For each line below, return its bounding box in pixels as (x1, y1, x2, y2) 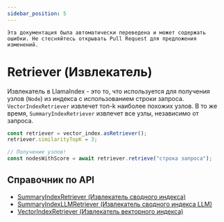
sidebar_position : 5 (7, 10, 67, 17)
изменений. (7, 41, 39, 48)
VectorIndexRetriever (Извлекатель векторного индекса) (17, 207, 184, 215)
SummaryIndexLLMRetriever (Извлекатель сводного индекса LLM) (17, 200, 213, 208)
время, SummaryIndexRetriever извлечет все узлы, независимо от (7, 109, 199, 118)
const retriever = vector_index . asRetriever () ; (7, 129, 148, 137)
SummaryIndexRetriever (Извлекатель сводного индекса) (17, 192, 186, 201)
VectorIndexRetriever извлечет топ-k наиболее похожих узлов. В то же (7, 102, 218, 110)
